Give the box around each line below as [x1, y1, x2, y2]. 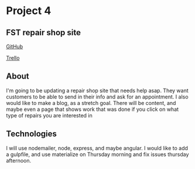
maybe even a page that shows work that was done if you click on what [6, 106, 179, 113]
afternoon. [6, 157, 32, 164]
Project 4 [6, 4, 52, 18]
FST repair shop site [6, 28, 81, 38]
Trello [6, 55, 20, 61]
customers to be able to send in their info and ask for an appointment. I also [6, 93, 189, 100]
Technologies [6, 129, 57, 139]
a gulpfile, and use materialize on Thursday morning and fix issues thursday [6, 151, 189, 158]
